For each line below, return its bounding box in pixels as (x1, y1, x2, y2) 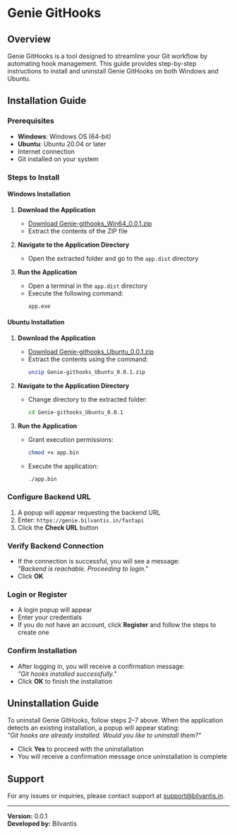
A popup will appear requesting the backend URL (17, 508, 161, 517)
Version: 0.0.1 (7, 812, 48, 821)
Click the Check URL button (17, 523, 99, 532)
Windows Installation (7, 189, 71, 199)
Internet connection (17, 147, 75, 156)
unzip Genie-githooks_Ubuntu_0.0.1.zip (28, 368, 146, 375)
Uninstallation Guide (7, 697, 99, 709)
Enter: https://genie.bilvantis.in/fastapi (17, 515, 145, 524)
